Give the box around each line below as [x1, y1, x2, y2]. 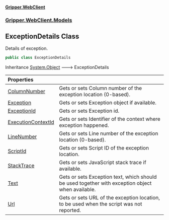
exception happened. [59, 122, 109, 129]
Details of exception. [5, 45, 48, 51]
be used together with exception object [59, 180, 152, 187]
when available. [59, 186, 96, 193]
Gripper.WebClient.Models [5, 17, 72, 24]
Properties [8, 76, 34, 83]
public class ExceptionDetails [5, 55, 71, 60]
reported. [59, 207, 81, 214]
